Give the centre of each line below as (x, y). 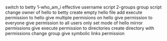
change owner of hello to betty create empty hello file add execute (74, 12)
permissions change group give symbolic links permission (65, 33)
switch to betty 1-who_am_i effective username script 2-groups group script (83, 7)
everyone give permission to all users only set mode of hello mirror (74, 23)
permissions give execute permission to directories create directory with (80, 28)
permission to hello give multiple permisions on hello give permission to (79, 18)
